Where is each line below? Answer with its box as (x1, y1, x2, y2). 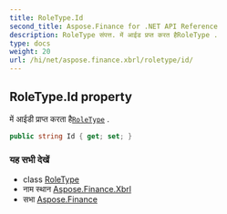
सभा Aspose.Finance (22, 193, 98, 205)
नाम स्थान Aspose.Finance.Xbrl (22, 183, 132, 194)
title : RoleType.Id (9, 13, 84, 23)
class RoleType (22, 174, 80, 185)
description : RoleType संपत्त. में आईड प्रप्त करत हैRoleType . (9, 30, 219, 39)
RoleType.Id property (9, 89, 132, 105)
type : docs (9, 38, 51, 48)
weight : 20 (9, 47, 51, 56)
